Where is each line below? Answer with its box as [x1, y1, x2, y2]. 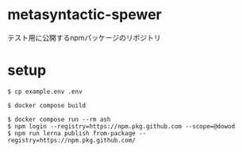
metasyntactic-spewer [7, 6, 162, 24]
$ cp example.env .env [7, 88, 83, 95]
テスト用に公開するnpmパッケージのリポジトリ [7, 33, 161, 42]
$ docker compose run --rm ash [7, 115, 111, 123]
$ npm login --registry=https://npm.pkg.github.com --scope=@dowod [7, 122, 236, 131]
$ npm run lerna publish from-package [7, 129, 136, 137]
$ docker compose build [7, 101, 87, 109]
